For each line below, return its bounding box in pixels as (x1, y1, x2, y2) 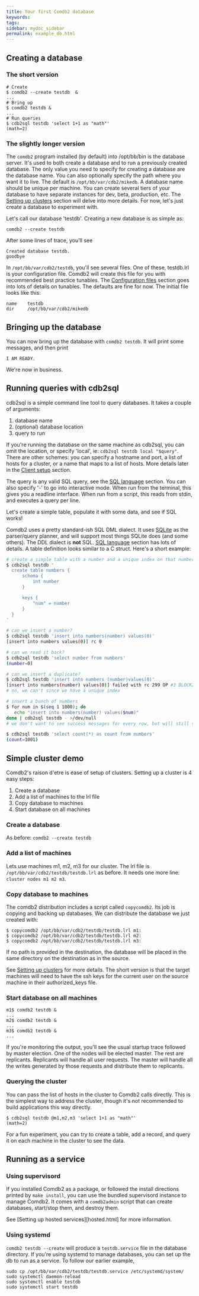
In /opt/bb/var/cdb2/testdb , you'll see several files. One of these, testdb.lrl (6, 264, 190, 271)
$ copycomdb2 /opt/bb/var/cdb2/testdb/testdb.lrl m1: (6, 928, 142, 934)
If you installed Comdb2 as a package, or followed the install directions (6, 1185, 179, 1193)
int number (32, 579, 60, 585)
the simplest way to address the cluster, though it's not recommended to (6, 1097, 184, 1104)
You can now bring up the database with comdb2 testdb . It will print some (6, 338, 184, 345)
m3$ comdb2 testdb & (6, 1028, 57, 1034)
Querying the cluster (6, 1077, 67, 1086)
